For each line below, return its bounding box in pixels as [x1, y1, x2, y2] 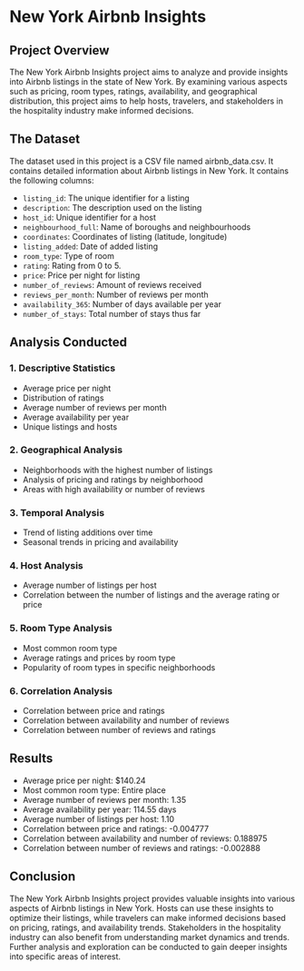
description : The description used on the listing [22, 202, 202, 213]
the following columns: [9, 174, 94, 185]
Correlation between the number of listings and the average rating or [22, 590, 280, 600]
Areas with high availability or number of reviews [22, 483, 206, 494]
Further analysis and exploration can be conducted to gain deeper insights [9, 941, 288, 952]
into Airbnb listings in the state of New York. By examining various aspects [9, 76, 288, 87]
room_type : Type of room [22, 250, 115, 261]
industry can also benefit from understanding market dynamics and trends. [9, 931, 290, 942]
